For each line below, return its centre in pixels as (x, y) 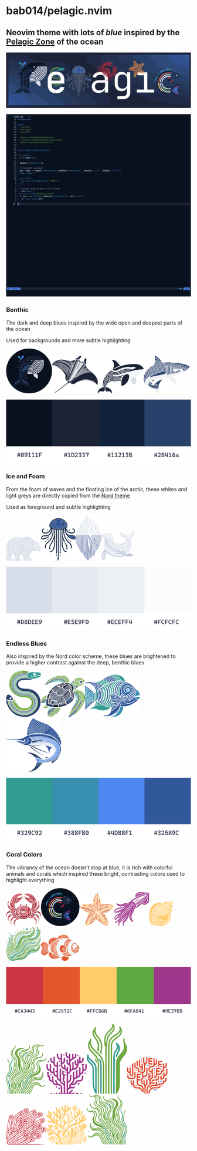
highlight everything (30, 880)
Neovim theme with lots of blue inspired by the (93, 33)
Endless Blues (27, 643)
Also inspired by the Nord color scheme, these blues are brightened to (91, 656)
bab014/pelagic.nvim (59, 11)
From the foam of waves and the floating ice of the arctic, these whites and (97, 489)
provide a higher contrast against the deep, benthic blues (75, 663)
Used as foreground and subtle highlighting (59, 507)
